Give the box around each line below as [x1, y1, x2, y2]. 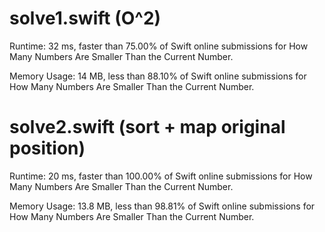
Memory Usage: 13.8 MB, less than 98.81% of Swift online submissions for [9, 200, 316, 212]
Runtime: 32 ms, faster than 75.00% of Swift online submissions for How [9, 40, 309, 52]
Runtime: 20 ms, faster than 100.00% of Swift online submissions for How [9, 170, 313, 182]
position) [9, 137, 86, 160]
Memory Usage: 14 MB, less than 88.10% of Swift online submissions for [9, 70, 307, 82]
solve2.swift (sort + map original [9, 116, 286, 139]
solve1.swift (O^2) [9, 7, 162, 30]
